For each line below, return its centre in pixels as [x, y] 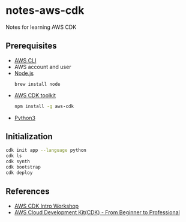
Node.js [24, 73]
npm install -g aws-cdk [44, 106]
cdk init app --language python [46, 151]
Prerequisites [31, 46]
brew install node [37, 84]
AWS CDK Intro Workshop [46, 206]
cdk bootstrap [23, 167]
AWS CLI [25, 60]
